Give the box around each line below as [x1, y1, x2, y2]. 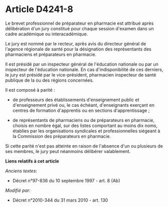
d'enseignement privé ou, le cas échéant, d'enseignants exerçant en [12, 102, 155, 108]
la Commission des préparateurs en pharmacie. [12, 133, 111, 139]
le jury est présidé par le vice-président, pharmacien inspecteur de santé [5, 72, 156, 78]
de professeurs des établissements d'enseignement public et [12, 97, 139, 103]
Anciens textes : [5, 168, 38, 174]
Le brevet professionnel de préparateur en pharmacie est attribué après [5, 20, 154, 26]
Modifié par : [5, 187, 31, 193]
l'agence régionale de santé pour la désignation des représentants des [5, 46, 152, 52]
